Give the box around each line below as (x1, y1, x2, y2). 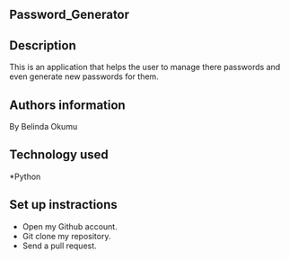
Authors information (9, 97, 126, 112)
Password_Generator (9, 7, 130, 22)
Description (9, 38, 76, 53)
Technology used (9, 148, 109, 163)
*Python (9, 171, 41, 182)
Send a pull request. (22, 240, 97, 251)
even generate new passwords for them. (9, 71, 159, 82)
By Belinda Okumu (9, 121, 78, 132)
